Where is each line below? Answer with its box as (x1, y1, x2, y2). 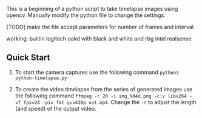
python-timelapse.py (15, 75, 67, 81)
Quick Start (6, 53, 50, 63)
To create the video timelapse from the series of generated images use (15, 85, 193, 93)
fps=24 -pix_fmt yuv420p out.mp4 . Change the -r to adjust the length (23, 98, 197, 105)
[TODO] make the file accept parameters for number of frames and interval (6, 24, 194, 30)
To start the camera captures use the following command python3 (15, 68, 179, 76)
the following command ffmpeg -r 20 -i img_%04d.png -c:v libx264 (15, 92, 187, 99)
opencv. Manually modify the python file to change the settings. (6, 11, 166, 19)
